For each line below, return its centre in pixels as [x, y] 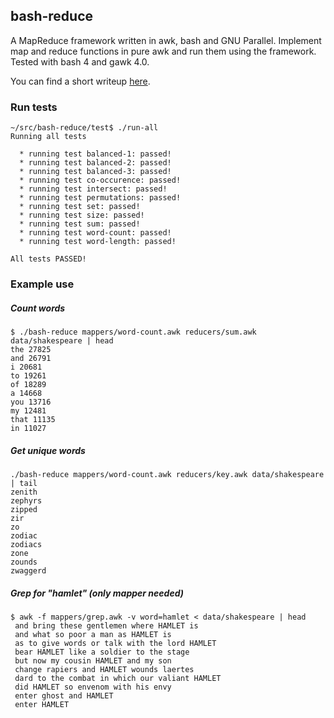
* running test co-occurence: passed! [100, 180]
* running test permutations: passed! [100, 198]
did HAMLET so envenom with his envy [93, 687]
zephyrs [26, 500]
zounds [24, 562]
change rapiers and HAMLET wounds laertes [104, 669]
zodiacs [26, 544]
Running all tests [48, 137]
